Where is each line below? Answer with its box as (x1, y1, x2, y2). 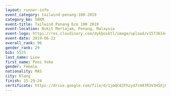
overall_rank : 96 (5, 41, 42, 46)
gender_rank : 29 (5, 45, 40, 50)
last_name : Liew (5, 54, 40, 60)
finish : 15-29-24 (5, 78, 42, 83)
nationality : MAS (5, 69, 42, 74)
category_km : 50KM (5, 17, 44, 22)
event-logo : (5, 31, 31, 36)
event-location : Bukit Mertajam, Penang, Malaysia (5, 26, 115, 31)
